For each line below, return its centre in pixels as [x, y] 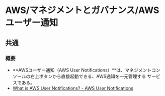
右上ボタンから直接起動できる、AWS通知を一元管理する [88, 76]
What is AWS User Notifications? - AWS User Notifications [73, 88]
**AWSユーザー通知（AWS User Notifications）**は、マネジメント [82, 70]
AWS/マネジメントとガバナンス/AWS [82, 10]
